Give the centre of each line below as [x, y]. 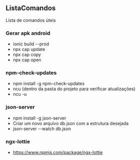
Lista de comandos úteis [31, 20]
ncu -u [20, 94]
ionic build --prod [31, 44]
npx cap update [29, 49]
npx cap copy [27, 55]
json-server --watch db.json [42, 129]
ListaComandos [31, 8]
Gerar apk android [28, 33]
